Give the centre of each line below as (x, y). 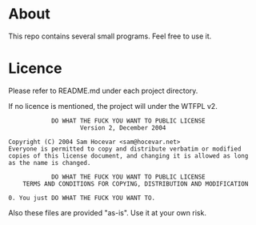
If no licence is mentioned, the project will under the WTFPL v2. (113, 106)
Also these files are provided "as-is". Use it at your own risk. (107, 212)
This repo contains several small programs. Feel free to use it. (110, 36)
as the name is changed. (50, 163)
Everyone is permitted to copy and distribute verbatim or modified (125, 149)
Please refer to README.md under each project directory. (103, 90)
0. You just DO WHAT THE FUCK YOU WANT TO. (82, 198)
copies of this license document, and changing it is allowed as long (128, 156)
